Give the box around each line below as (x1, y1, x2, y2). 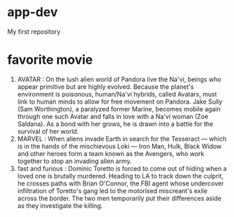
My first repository (7, 27, 61, 36)
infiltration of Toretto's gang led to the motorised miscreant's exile (17, 186, 208, 195)
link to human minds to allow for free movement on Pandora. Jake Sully (17, 97, 223, 106)
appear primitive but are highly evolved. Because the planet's (17, 82, 194, 91)
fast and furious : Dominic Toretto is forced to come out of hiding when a (17, 164, 227, 172)
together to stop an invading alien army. (17, 157, 132, 165)
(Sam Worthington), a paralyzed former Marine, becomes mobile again (17, 104, 221, 113)
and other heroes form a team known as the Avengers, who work (17, 149, 205, 157)
